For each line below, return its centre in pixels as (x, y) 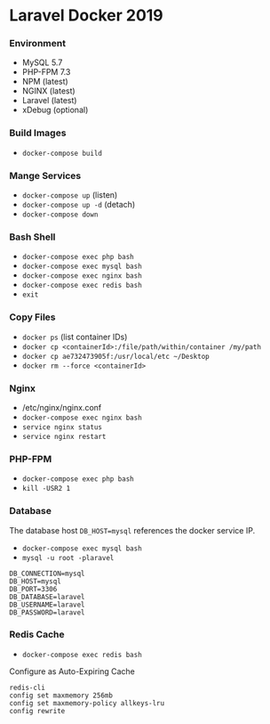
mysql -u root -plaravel (68, 557)
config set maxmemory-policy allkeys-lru (87, 703)
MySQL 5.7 (42, 62)
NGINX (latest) (48, 91)
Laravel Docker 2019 (87, 16)
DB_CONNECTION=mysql (48, 574)
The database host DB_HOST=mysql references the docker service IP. (132, 530)
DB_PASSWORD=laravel (48, 612)
